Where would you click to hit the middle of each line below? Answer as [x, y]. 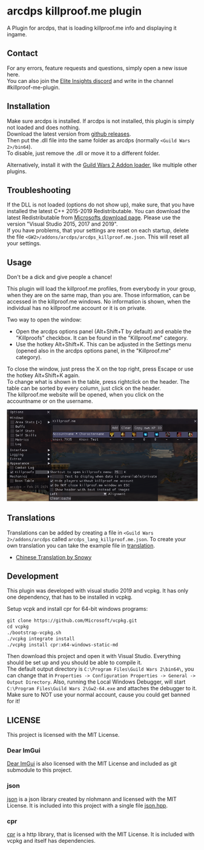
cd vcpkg [18, 627]
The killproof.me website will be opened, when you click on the [85, 395]
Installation [28, 106]
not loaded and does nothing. [44, 127]
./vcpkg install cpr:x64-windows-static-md [63, 645]
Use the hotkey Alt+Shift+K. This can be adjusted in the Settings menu [104, 344]
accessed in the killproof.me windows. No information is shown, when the [99, 301]
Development [33, 576]
